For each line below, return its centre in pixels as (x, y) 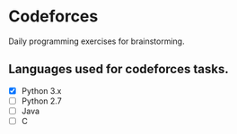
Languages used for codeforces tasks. (119, 69)
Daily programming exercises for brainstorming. (97, 41)
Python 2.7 (41, 101)
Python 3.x (41, 90)
